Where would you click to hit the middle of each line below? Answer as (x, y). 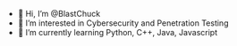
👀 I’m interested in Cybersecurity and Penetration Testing (123, 23)
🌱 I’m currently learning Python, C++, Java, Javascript (117, 32)
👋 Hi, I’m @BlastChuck (59, 14)
